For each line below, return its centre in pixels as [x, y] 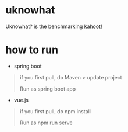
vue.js [21, 100]
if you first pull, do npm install [55, 111]
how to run [32, 50]
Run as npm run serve [46, 123]
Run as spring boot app [48, 89]
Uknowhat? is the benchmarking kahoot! [54, 26]
